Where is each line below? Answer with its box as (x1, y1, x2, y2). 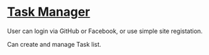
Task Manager (7, 4, 90, 20)
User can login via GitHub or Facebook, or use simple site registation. (7, 27, 204, 35)
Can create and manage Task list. (7, 40, 101, 48)
